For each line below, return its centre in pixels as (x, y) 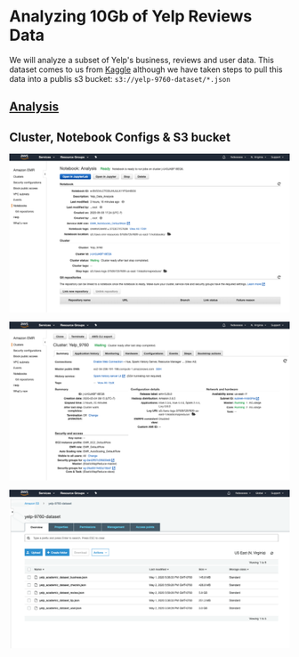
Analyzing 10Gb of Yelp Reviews (131, 16)
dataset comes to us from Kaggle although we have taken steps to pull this (146, 69)
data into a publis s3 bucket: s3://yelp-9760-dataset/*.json (120, 78)
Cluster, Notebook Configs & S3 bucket (120, 137)
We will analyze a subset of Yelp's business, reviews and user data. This (141, 60)
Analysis (34, 107)
